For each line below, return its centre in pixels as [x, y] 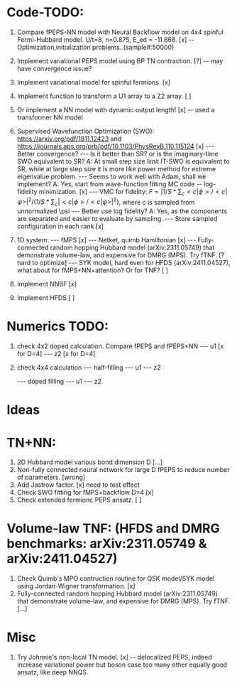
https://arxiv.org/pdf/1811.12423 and [69, 139]
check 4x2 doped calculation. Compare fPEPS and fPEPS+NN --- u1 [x [120, 346]
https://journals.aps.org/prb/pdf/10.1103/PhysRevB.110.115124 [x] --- [115, 146]
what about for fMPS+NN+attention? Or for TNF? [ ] [92, 270]
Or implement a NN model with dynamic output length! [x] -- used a [116, 109]
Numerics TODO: [58, 327]
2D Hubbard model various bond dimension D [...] [90, 462]
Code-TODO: [45, 12]
